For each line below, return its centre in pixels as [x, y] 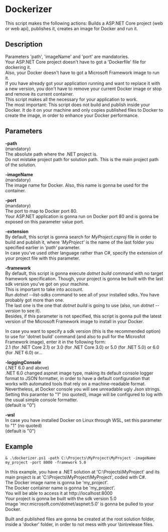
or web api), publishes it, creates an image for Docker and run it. [72, 28]
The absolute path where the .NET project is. [51, 154]
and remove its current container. [40, 94]
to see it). [31, 311]
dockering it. [18, 67]
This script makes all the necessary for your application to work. [71, 99]
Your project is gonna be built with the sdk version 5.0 [61, 499]
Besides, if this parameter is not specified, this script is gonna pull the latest [83, 316]
